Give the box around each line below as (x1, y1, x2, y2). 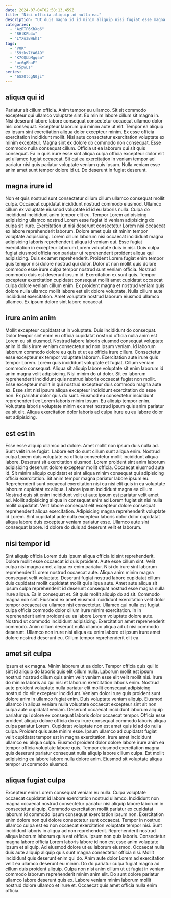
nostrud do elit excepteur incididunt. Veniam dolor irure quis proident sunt (5, 690, 161, 696)
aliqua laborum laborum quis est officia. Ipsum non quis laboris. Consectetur (5, 833, 166, 839)
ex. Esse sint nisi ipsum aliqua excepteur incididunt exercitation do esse (5, 387, 156, 393)
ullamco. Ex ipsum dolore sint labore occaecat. (5, 298, 104, 305)
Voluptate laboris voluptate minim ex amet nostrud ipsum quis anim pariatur (5, 403, 164, 410)
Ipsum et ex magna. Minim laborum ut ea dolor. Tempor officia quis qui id (5, 663, 159, 669)
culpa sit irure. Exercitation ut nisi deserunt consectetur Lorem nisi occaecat (5, 222, 165, 229)
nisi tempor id (5, 539, 50, 548)
